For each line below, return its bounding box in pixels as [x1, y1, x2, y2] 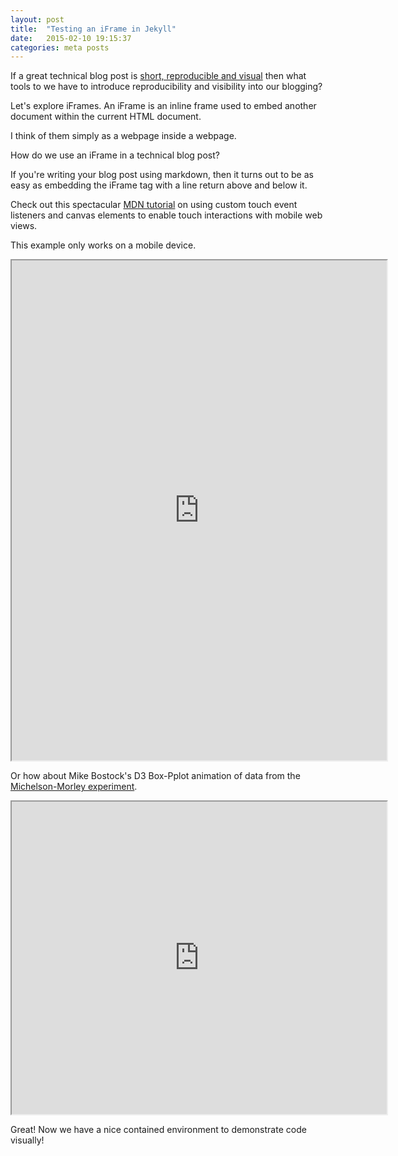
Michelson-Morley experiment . [10, 781, 138, 793]
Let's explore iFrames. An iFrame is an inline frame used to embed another [10, 100, 317, 112]
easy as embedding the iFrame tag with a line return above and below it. [10, 179, 308, 191]
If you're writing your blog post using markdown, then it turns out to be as [10, 169, 314, 181]
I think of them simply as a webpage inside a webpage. [10, 130, 237, 142]
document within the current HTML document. [10, 111, 202, 123]
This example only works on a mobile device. [10, 239, 197, 251]
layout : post [10, 14, 65, 25]
